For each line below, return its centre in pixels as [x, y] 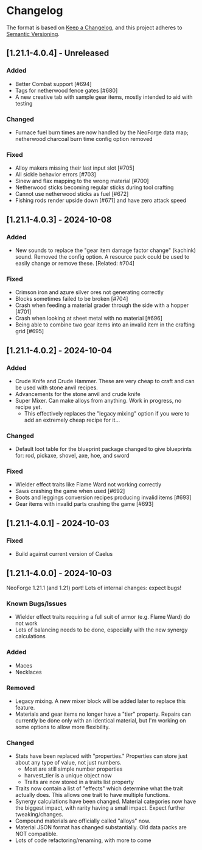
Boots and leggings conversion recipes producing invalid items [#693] [103, 497]
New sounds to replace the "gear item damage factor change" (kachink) [106, 250]
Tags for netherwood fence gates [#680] [66, 90]
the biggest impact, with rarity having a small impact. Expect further [100, 808]
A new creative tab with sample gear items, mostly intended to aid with [104, 97]
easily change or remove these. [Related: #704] [75, 263]
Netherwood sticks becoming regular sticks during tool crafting [94, 187]
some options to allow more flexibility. [62, 727]
